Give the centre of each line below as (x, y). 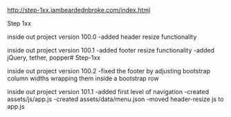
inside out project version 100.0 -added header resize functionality (102, 37)
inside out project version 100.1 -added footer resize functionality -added (111, 50)
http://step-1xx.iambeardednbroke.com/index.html (79, 10)
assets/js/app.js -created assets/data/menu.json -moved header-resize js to (115, 99)
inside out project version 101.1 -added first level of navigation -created (108, 92)
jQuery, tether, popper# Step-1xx (54, 57)
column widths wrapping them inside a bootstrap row (83, 78)
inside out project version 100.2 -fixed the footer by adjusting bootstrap (109, 71)
